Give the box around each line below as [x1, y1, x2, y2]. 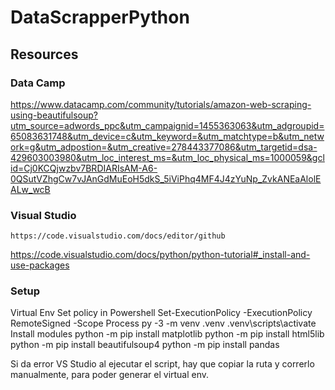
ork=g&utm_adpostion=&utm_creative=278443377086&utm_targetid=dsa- [10, 141, 318, 153]
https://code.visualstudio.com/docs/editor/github [10, 231, 226, 241]
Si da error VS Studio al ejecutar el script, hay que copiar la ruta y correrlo [10, 358, 315, 370]
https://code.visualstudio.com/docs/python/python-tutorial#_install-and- [10, 249, 311, 261]
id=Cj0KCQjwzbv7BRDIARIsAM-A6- [10, 162, 158, 174]
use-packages [10, 259, 70, 271]
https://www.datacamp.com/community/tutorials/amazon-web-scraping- [10, 98, 312, 110]
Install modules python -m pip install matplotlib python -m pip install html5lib [10, 328, 325, 340]
